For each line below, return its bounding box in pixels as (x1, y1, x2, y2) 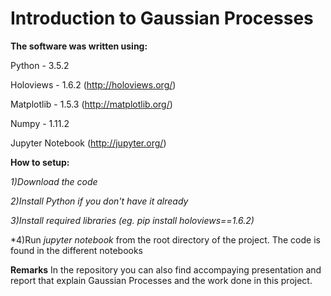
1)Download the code (10, 175, 98, 187)
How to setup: (10, 156, 70, 168)
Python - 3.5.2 (10, 59, 70, 71)
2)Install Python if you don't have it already (10, 195, 189, 207)
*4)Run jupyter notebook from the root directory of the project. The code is (10, 233, 321, 246)
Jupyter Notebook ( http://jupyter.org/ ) (10, 137, 167, 149)
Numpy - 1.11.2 (10, 117, 70, 129)
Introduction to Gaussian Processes (10, 7, 314, 30)
